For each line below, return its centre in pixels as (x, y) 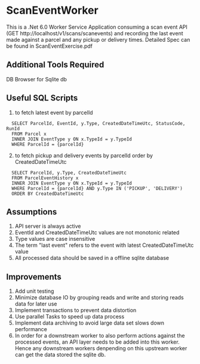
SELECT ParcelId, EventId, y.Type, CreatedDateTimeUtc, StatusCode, (99, 123)
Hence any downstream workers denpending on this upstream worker (101, 348)
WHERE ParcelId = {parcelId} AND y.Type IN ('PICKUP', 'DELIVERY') (97, 188)
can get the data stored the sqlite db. (60, 355)
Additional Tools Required (55, 65)
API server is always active (48, 226)
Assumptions (32, 212)
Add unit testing (34, 291)
